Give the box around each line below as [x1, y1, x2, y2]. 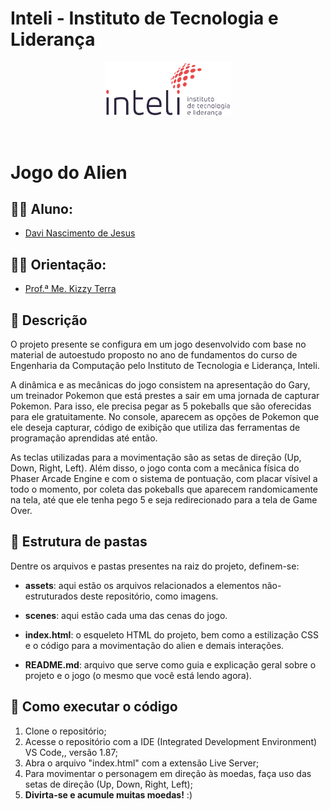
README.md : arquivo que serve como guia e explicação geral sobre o [24, 658, 317, 671]
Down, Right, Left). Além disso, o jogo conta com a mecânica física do [10, 462, 300, 474]
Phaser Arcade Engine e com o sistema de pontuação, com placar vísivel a [10, 473, 318, 484]
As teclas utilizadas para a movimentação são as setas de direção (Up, [10, 452, 302, 463]
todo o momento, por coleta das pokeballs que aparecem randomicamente [10, 483, 319, 495]
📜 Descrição [10, 312, 88, 329]
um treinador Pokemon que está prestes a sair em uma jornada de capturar [10, 390, 320, 401]
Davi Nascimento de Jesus [24, 227, 136, 239]
